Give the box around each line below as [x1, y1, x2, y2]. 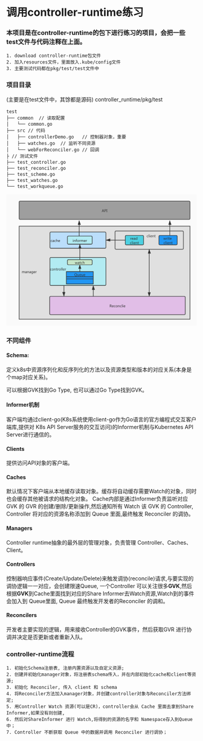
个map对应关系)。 [6, 373, 51, 381]
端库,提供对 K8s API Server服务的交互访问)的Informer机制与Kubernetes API [6, 424, 193, 431]
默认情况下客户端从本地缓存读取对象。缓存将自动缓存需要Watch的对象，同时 [6, 488, 197, 495]
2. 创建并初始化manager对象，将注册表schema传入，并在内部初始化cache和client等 [6, 671, 192, 678]
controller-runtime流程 [6, 650, 74, 659]
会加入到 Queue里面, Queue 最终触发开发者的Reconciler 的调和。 [6, 597, 169, 604]
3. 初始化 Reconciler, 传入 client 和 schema [6, 684, 118, 691]
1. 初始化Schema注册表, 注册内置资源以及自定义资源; [6, 665, 124, 671]
